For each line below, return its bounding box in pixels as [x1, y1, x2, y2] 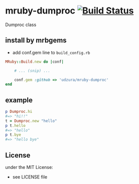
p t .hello [5, 123, 26, 128]
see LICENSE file [12, 174, 48, 180]
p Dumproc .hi [5, 109, 33, 114]
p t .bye [5, 132, 22, 137]
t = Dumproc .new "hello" [5, 118, 57, 123]
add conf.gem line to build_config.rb [12, 49, 90, 55]
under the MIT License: [5, 164, 54, 170]
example [5, 96, 33, 104]
